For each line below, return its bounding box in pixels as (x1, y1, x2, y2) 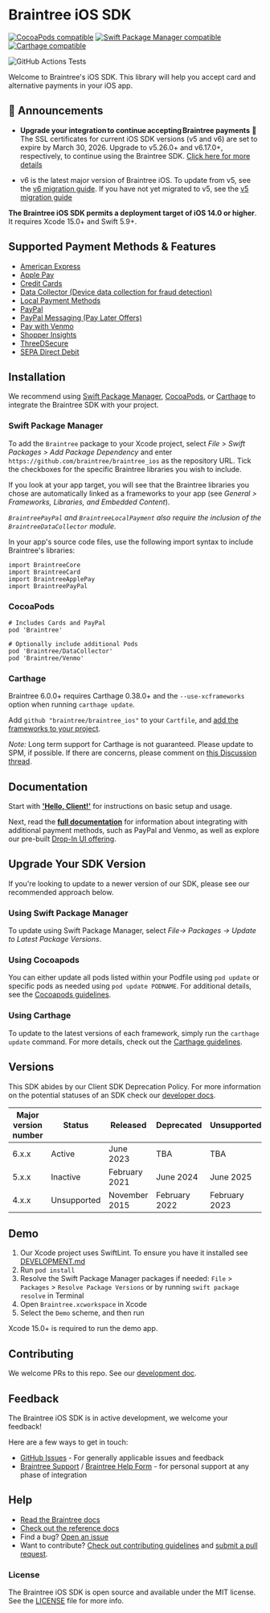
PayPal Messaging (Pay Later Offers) (19, 313, 142, 322)
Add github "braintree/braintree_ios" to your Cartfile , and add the (8, 715, 239, 725)
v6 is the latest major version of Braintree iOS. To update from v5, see (19, 175, 252, 185)
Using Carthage (8, 1010, 72, 1021)
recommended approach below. (8, 887, 114, 897)
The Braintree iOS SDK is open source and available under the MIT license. (8, 1587, 256, 1597)
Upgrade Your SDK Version (8, 857, 146, 871)
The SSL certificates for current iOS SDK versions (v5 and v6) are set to (19, 134, 258, 143)
